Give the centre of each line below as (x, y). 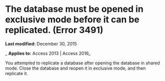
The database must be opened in (74, 9)
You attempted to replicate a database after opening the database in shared (82, 63)
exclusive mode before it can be (72, 20)
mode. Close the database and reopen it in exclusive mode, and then (76, 68)
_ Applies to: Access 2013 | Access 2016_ (48, 53)
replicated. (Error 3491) (54, 30)
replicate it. (17, 73)
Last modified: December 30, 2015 (41, 43)
